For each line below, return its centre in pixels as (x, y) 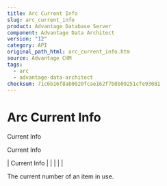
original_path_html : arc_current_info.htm (68, 52)
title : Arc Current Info (42, 13)
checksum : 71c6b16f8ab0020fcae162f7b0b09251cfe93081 (84, 84)
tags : (15, 65)
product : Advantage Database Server (59, 26)
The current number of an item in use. (61, 176)
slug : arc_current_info (41, 20)
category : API (27, 45)
